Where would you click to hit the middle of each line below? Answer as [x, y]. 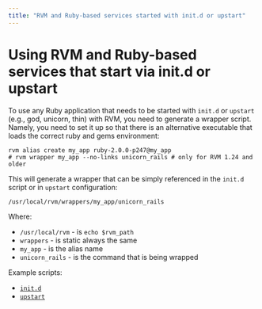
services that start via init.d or [110, 71]
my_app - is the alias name [61, 248]
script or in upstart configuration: [63, 187]
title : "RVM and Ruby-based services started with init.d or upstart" [127, 15]
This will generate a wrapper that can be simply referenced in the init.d [126, 178]
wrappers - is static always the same [78, 240]
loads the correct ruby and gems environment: [84, 135]
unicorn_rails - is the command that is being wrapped [109, 257]
